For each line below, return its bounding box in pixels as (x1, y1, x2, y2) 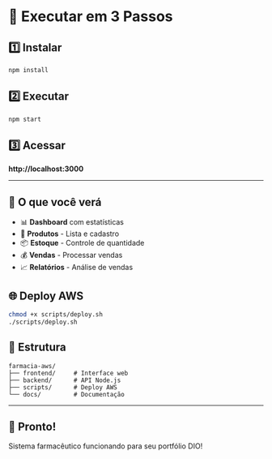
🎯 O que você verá (8, 195, 102, 209)
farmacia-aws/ (8, 362, 57, 370)
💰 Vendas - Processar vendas (19, 251, 123, 260)
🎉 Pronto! (8, 419, 57, 433)
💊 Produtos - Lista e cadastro (19, 229, 120, 238)
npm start (8, 115, 42, 123)
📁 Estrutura (8, 341, 66, 354)
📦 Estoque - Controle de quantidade (19, 238, 145, 248)
